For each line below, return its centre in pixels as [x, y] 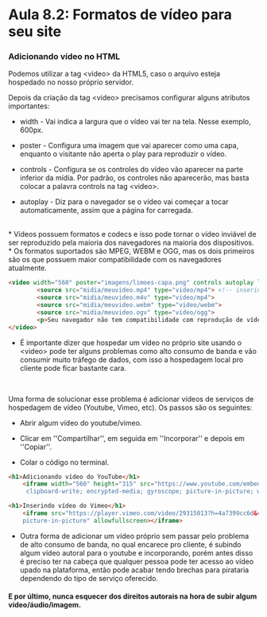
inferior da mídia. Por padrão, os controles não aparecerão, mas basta [134, 178]
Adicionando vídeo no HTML [64, 57]
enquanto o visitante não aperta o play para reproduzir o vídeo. [123, 154]
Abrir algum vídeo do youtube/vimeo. [81, 422]
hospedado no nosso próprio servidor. [71, 82]
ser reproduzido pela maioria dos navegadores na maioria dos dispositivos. [131, 243]
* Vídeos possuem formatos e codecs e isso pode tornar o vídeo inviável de [132, 234]
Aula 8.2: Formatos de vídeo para [120, 15]
